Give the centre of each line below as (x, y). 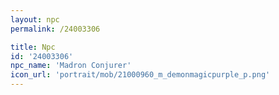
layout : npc (35, 19)
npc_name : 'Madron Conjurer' (71, 66)
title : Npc (33, 47)
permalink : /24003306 (55, 29)
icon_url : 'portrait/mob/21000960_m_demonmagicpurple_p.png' (140, 75)
